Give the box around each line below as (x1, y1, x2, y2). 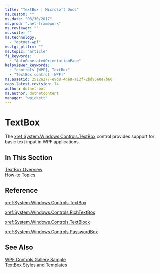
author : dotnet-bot (5, 86, 46, 91)
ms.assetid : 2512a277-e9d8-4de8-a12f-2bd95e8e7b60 (5, 77, 113, 82)
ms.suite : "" (5, 30, 32, 35)
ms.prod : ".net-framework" (5, 21, 61, 26)
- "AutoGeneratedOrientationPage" (9, 58, 81, 63)
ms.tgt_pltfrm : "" (5, 44, 43, 49)
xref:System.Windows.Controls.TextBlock (5, 219, 90, 225)
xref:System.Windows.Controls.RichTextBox (5, 209, 96, 215)
